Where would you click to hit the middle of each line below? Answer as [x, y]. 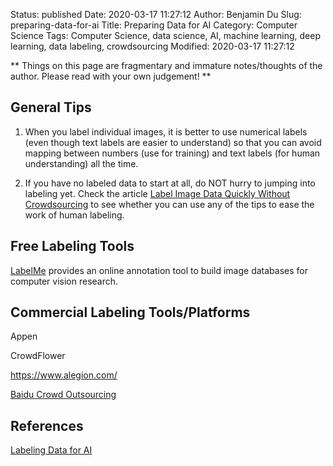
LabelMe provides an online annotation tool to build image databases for [159, 270]
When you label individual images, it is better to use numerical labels [166, 131]
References [47, 425]
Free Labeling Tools [72, 246]
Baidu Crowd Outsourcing [63, 395]
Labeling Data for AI [51, 450]
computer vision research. [64, 281]
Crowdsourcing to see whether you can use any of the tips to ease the [169, 204]
